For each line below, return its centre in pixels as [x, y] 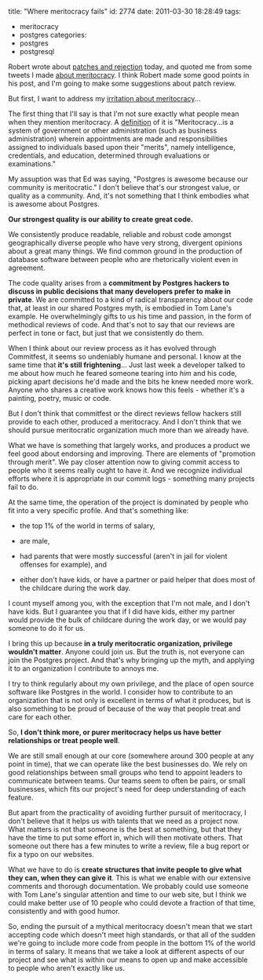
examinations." [32, 164]
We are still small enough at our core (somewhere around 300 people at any [131, 756]
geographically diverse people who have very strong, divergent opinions [125, 243]
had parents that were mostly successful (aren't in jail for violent [123, 556]
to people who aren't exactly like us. [67, 968]
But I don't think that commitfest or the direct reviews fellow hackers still [125, 413]
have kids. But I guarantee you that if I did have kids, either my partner [122, 612]
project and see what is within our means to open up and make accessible [128, 960]
